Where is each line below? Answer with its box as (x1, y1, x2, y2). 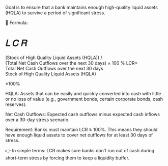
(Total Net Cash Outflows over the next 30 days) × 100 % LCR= (5, 60, 138, 66)
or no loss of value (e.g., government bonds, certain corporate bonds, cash (5, 96, 163, 102)
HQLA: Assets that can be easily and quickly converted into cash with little (5, 90, 161, 96)
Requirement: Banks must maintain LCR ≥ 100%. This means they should (5, 126, 158, 132)
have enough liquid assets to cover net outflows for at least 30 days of (5, 132, 153, 138)
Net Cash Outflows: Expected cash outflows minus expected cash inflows (5, 111, 160, 117)
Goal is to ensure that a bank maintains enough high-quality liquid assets (5, 5, 158, 10)
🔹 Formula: (5, 20, 28, 25)
